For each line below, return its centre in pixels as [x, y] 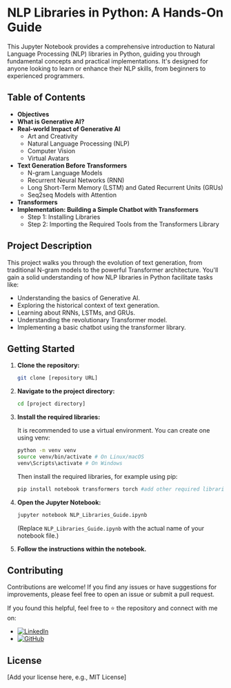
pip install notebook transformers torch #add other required [108, 489]
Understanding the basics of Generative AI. [78, 297]
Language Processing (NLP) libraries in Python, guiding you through [104, 54]
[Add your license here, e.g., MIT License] [67, 677]
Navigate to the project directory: [66, 391]
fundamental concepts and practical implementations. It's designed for [108, 61]
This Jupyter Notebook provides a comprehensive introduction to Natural [111, 46]
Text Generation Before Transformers [72, 165]
